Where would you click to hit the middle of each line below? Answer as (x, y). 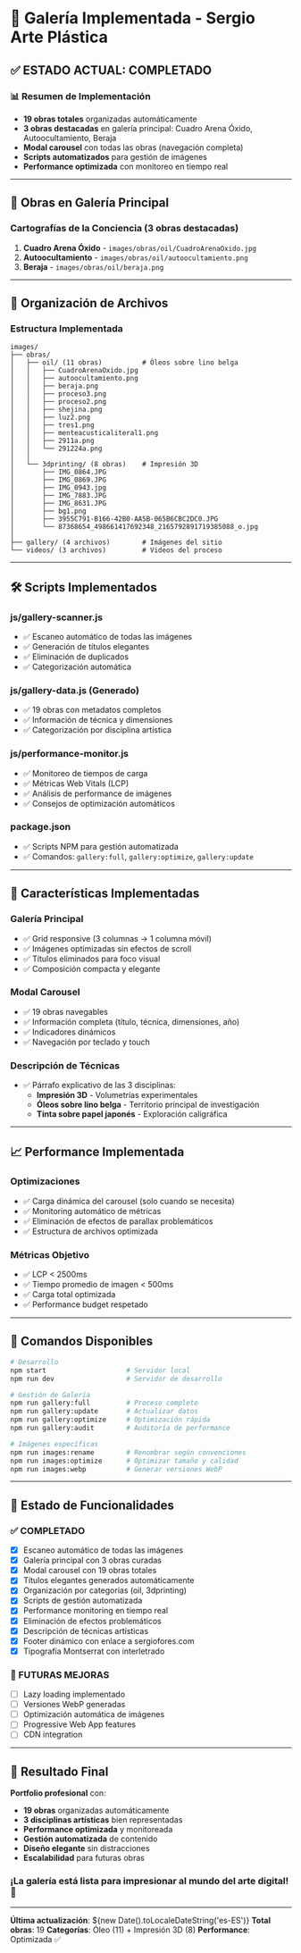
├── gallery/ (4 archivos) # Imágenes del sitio (116, 543)
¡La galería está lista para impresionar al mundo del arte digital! (150, 1882)
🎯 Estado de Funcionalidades (92, 1505)
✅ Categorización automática (77, 666)
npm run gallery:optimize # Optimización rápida (110, 1420)
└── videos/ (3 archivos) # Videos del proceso (116, 550)
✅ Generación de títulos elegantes (86, 646)
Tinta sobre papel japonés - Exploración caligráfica (132, 1114)
